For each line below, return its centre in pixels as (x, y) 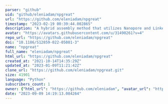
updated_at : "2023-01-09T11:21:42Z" (43, 65)
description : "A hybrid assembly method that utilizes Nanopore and (78, 28)
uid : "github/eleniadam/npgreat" (40, 14)
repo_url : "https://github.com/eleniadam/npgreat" (59, 38)
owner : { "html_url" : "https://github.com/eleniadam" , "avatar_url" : (78, 89)
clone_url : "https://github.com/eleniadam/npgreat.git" (64, 70)
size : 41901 (17, 75)
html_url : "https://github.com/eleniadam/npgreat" (59, 56)
